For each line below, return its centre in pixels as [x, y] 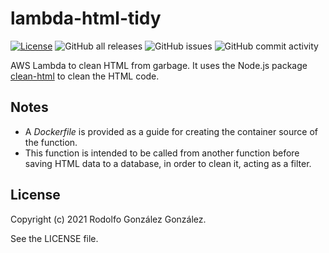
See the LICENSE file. [54, 238]
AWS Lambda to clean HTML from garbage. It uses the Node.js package [159, 65]
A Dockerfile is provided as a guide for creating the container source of [171, 131]
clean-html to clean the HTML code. [85, 76]
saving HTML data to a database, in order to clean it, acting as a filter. [168, 163]
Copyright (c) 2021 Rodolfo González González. [108, 219]
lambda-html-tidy [86, 18]
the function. [51, 142]
